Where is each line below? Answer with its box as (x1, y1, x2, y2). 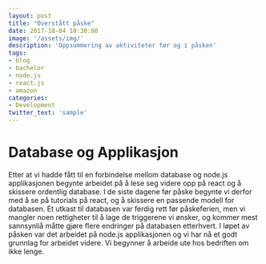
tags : (8, 49, 26, 57)
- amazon (8, 86, 38, 95)
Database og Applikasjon (8, 144, 179, 161)
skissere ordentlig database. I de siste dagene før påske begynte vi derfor (8, 186, 252, 197)
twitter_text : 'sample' (8, 109, 88, 117)
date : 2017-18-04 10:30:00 (8, 26, 99, 35)
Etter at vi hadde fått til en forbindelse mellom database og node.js (8, 169, 228, 179)
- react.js (8, 79, 45, 87)
